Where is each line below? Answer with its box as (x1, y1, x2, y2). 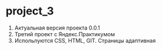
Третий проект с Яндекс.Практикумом (14, 30, 115, 37)
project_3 (5, 4, 54, 18)
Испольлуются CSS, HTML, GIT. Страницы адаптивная (14, 37, 156, 44)
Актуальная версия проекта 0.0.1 (14, 24, 101, 31)
